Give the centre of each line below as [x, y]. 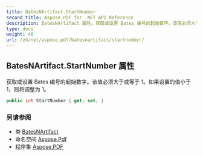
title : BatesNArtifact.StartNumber [51, 12]
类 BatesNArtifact [37, 131]
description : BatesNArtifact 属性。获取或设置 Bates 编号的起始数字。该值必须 [99, 23]
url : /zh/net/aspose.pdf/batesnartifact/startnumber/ [76, 40]
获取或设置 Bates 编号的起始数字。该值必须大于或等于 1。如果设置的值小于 [99, 82]
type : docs [20, 29]
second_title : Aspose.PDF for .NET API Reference [70, 18]
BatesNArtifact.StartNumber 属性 [70, 66]
